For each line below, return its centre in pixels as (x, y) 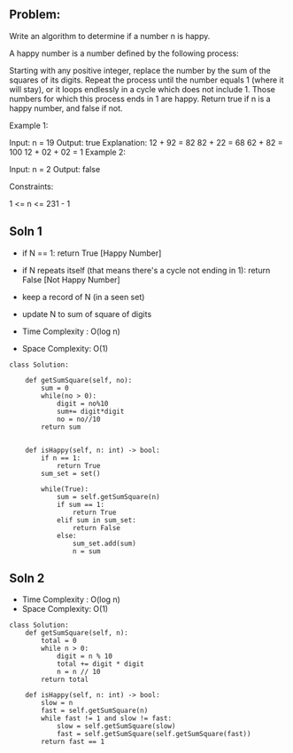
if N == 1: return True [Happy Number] (92, 253)
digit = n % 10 (85, 656)
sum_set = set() (71, 473)
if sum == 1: (80, 504)
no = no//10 (78, 419)
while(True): (65, 489)
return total (65, 680)
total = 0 (59, 641)
